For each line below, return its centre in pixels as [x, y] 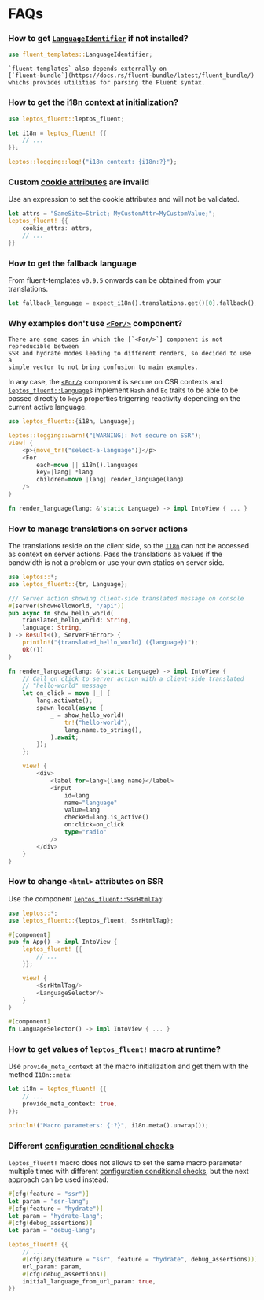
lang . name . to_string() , [103, 730]
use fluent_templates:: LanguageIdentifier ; [81, 55]
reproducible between [44, 347]
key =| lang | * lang [64, 472]
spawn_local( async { [70, 708]
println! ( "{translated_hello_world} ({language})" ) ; [110, 643]
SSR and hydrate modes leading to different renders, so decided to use [130, 354]
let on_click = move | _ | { [66, 693]
